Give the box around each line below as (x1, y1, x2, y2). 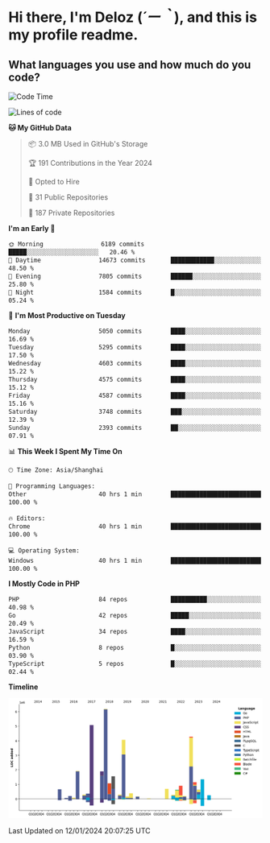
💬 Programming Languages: (8, 482, 95, 490)
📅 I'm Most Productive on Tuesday (8, 311, 127, 320)
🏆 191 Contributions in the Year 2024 (27, 159, 153, 167)
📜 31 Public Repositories (27, 192, 109, 202)
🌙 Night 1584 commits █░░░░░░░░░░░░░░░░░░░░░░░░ (8, 288, 262, 296)
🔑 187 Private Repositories (27, 208, 115, 217)
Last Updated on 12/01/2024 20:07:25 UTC (8, 825, 151, 835)
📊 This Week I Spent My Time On (8, 447, 123, 456)
